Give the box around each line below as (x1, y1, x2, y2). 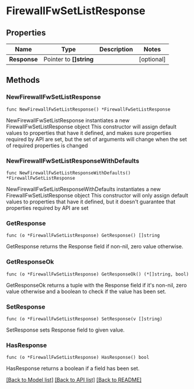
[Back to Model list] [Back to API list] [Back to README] (6, 377, 142, 384)
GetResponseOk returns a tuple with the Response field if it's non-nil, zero (6, 281, 187, 288)
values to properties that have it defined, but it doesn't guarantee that (6, 198, 176, 205)
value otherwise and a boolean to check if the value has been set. (6, 288, 167, 295)
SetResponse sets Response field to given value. (6, 326, 125, 333)
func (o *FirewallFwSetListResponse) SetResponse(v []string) (6, 316, 163, 322)
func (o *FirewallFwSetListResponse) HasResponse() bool (6, 355, 150, 361)
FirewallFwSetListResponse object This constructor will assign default (6, 123, 177, 130)
